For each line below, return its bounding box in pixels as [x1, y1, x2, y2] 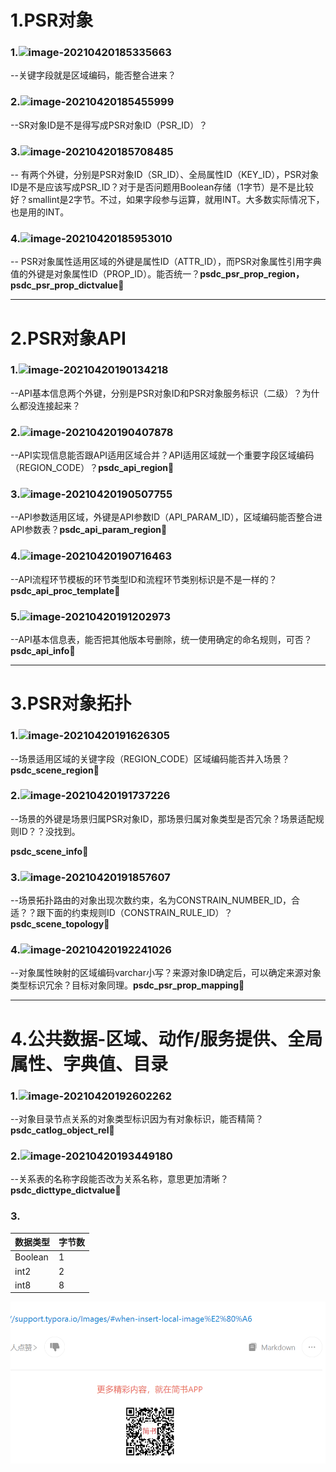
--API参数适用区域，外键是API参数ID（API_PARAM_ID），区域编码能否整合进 [10, 511, 323, 523]
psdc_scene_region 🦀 [10, 764, 100, 776]
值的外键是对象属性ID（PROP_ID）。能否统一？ [10, 268, 201, 280]
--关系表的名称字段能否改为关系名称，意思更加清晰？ [10, 1173, 229, 1185]
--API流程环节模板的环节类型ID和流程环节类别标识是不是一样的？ [10, 573, 278, 585]
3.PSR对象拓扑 [10, 692, 132, 715]
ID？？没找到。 [18, 825, 81, 837]
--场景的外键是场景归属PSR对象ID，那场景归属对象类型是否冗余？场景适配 [10, 812, 316, 825]
